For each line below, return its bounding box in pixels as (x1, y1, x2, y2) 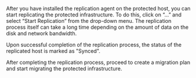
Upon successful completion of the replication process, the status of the (6, 41, 182, 48)
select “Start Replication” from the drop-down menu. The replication (6, 18, 172, 24)
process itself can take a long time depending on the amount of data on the (6, 23, 189, 30)
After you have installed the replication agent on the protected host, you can (6, 5, 191, 12)
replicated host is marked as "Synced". (6, 48, 101, 55)
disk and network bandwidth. (6, 30, 77, 37)
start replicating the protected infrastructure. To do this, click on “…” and (6, 11, 182, 18)
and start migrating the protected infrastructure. (6, 65, 122, 72)
